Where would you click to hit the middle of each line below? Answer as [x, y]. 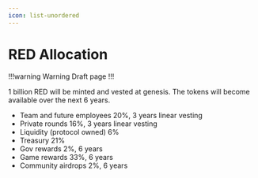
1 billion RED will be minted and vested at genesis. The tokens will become [129, 91]
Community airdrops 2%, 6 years [74, 165]
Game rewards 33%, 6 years [66, 157]
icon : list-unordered [44, 15]
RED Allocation [58, 54]
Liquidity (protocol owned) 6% [69, 132]
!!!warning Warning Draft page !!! [61, 76]
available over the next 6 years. [59, 100]
